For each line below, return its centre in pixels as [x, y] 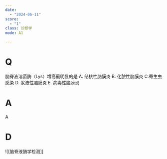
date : [11, 10]
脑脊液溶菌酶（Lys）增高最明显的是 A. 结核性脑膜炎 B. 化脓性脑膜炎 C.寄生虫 [84, 76]
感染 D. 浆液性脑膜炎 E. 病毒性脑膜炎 [42, 82]
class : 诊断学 [19, 28]
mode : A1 [14, 33]
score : [12, 19]
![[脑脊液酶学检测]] [24, 151]
